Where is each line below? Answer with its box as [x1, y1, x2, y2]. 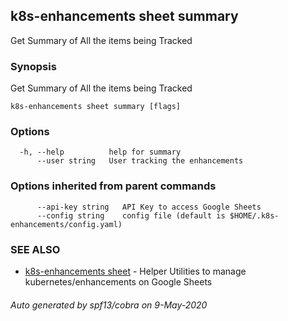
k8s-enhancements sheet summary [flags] [10, 102, 182, 112]
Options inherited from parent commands [10, 179, 217, 193]
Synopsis [10, 59, 57, 73]
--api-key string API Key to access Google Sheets [36, 202, 262, 212]
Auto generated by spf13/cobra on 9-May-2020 [10, 299, 208, 311]
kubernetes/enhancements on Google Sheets [24, 276, 213, 288]
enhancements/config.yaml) [10, 219, 123, 229]
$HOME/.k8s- [229, 210, 280, 221]
